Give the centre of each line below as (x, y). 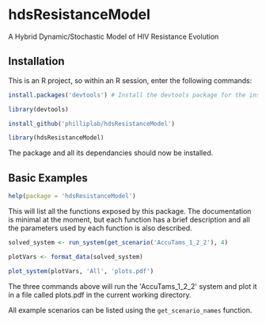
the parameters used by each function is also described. (100, 228)
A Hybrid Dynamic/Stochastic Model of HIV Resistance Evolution (114, 36)
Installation (36, 61)
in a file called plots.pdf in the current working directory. (100, 294)
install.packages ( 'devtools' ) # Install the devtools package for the (127, 95)
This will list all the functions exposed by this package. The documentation (130, 211)
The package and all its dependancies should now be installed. (111, 153)
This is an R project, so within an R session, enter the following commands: (130, 80)
